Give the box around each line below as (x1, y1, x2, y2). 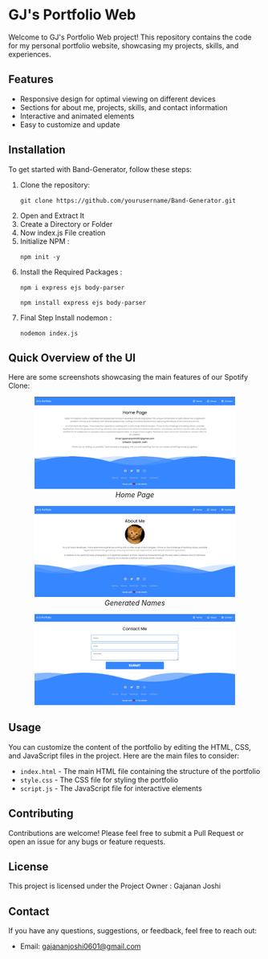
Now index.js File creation (19, 228, 106, 237)
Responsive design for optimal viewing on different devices (19, 94, 217, 104)
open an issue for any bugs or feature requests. (8, 837, 166, 846)
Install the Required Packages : (19, 267, 123, 277)
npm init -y (19, 253, 60, 261)
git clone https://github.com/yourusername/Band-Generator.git (19, 196, 237, 204)
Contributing (8, 807, 74, 821)
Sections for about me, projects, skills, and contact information (19, 102, 228, 112)
